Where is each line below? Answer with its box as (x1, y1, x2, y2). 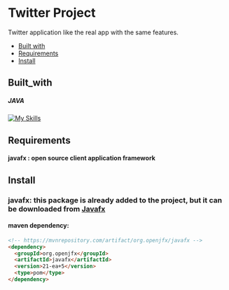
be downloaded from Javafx (8, 204, 106, 214)
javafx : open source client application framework (8, 154, 156, 163)
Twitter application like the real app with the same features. (8, 28, 179, 36)
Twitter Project (8, 5, 97, 21)
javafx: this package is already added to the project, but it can (8, 195, 223, 205)
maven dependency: (8, 221, 69, 230)
